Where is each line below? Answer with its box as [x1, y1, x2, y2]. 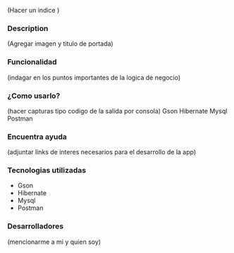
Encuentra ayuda [7, 132, 67, 142]
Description [7, 23, 49, 33]
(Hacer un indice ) [7, 6, 60, 14]
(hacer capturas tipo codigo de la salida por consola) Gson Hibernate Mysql [7, 106, 228, 115]
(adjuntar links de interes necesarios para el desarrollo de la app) [7, 148, 197, 156]
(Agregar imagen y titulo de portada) [7, 39, 114, 48]
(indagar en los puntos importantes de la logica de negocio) [7, 73, 181, 82]
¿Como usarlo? [7, 91, 61, 101]
